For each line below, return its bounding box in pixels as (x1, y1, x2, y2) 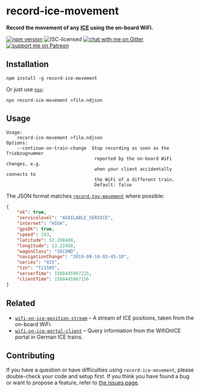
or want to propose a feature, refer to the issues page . (6, 379, 140, 387)
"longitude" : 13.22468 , (17, 242, 76, 249)
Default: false (94, 181, 133, 188)
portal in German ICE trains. (14, 333, 84, 341)
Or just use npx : (6, 86, 44, 93)
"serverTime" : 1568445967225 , (17, 271, 93, 276)
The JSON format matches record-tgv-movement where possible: (6, 192, 165, 199)
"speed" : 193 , (17, 232, 52, 238)
